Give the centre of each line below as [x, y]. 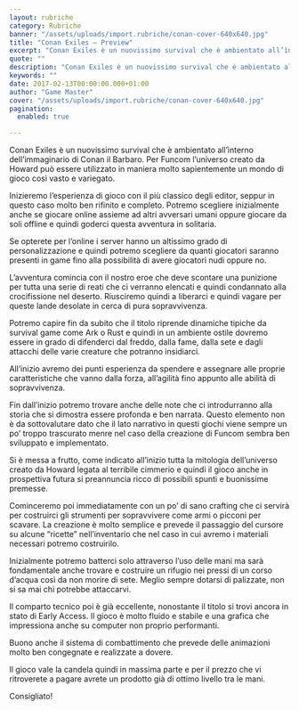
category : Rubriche [45, 26]
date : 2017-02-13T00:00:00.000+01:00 [79, 84]
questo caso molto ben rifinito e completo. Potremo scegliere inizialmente [144, 205]
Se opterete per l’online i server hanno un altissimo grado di [118, 241]
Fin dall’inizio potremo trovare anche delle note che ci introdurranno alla [141, 405]
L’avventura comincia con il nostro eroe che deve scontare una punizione [143, 278]
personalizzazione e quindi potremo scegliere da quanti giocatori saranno [144, 251]
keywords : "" [33, 76]
